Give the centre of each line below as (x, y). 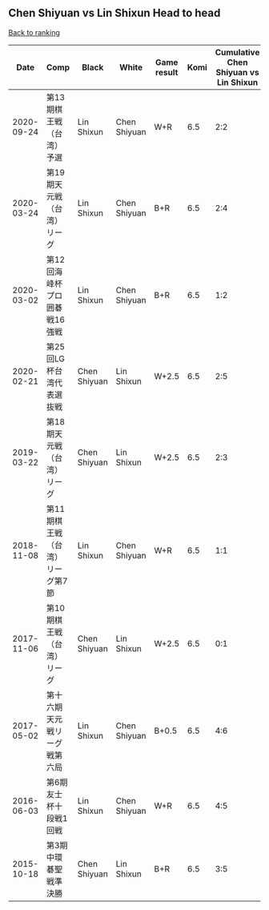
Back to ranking (34, 32)
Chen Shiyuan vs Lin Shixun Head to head (114, 13)
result (167, 72)
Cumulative (237, 52)
